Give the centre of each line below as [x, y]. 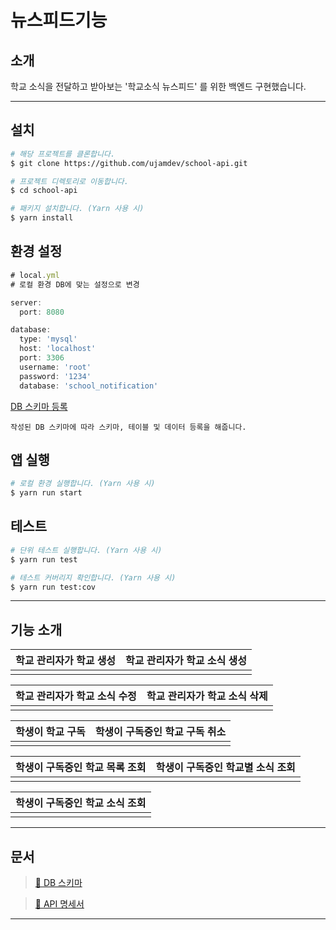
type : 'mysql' [48, 339]
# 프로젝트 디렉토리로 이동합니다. [69, 181]
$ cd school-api [44, 191]
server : [26, 302]
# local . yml [35, 275]
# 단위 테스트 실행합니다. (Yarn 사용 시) [86, 550]
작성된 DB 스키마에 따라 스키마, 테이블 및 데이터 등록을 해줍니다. [128, 427]
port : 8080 [42, 312]
